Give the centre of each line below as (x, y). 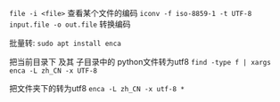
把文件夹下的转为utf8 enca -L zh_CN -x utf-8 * (97, 88)
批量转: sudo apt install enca (66, 43)
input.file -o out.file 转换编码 (70, 24)
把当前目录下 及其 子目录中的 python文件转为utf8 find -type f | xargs (140, 62)
